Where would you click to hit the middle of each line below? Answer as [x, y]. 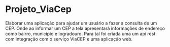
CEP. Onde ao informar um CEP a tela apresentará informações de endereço [85, 28]
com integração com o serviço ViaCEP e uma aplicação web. [69, 39]
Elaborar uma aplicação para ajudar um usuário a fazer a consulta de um [81, 23]
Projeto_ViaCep [39, 9]
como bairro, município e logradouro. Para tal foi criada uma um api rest [80, 33]
